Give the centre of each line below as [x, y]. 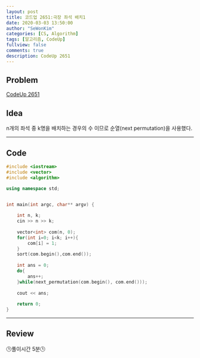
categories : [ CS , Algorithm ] [42, 34]
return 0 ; [29, 304]
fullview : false [26, 45]
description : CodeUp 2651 [38, 56]
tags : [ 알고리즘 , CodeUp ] [36, 39]
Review [20, 334]
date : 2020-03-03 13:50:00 [40, 23]
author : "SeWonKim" [30, 28]
